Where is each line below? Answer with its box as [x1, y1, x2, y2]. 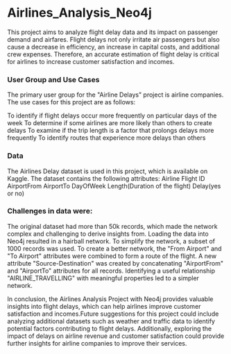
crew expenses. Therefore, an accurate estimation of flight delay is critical [7, 50, 220, 58]
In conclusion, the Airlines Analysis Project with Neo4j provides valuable [7, 294, 214, 303]
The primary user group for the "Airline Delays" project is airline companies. [7, 90, 224, 99]
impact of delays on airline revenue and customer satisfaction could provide [7, 332, 225, 340]
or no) [7, 189, 25, 198]
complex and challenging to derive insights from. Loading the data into [7, 230, 209, 238]
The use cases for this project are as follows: [7, 98, 136, 106]
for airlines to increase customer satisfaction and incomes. [7, 57, 175, 65]
